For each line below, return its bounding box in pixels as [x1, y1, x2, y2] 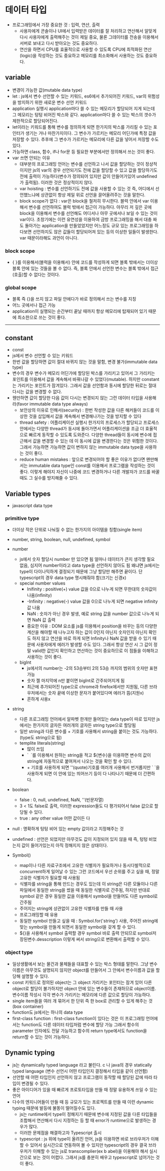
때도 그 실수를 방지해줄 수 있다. [19, 475, 79, 481]
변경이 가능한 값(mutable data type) [12, 87, 82, 93]
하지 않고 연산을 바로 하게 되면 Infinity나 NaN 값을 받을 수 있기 [32, 635, 151, 641]
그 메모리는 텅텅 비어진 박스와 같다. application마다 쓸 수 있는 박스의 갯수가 [12, 111, 156, 117]
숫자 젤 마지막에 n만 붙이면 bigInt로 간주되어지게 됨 [27, 678, 125, 684]
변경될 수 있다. [21, 1080, 49, 1087]
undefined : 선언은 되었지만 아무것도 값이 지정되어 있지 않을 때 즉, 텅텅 [12, 836, 148, 842]
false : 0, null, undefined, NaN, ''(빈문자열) [19, 797, 104, 803]
